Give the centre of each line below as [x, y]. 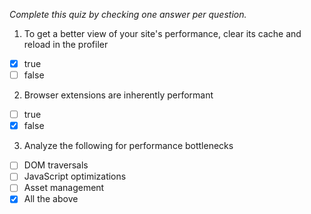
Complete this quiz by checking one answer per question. [128, 14]
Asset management [64, 188]
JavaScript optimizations [75, 176]
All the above [51, 199]
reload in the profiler [66, 44]
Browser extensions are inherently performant [118, 95]
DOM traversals [56, 165]
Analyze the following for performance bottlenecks [128, 146]
